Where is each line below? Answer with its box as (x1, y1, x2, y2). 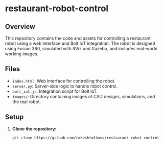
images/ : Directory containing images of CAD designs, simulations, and (12, 93, 155, 99)
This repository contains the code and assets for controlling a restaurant (5, 35, 151, 41)
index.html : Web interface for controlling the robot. (12, 78, 116, 83)
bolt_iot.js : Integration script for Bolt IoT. (12, 88, 98, 94)
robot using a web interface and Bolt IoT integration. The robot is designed (5, 41, 156, 46)
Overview (5, 22, 36, 31)
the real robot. (12, 99, 41, 104)
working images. (5, 51, 39, 57)
